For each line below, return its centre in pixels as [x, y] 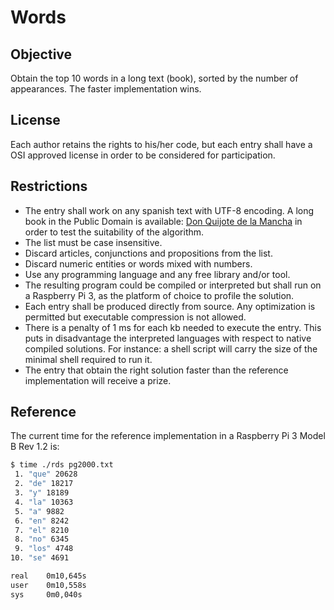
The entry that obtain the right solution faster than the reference [156, 370]
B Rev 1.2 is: [35, 447]
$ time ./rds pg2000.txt [62, 465]
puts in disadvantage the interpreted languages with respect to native [168, 338]
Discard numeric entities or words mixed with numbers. [138, 263]
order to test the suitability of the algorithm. [114, 232]
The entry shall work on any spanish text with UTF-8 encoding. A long [169, 210]
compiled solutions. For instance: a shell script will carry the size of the [171, 348]
